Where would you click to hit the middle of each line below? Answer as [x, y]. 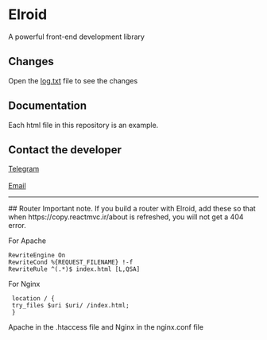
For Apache [27, 241]
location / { [33, 299]
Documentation [48, 106]
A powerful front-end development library [77, 37]
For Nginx [24, 284]
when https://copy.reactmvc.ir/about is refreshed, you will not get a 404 [126, 217]
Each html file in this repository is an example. [83, 125]
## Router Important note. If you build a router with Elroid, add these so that [132, 209]
